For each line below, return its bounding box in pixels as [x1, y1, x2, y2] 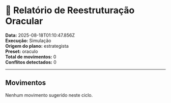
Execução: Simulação [5, 38, 51, 44]
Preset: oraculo [5, 48, 38, 54]
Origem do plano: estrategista [5, 43, 69, 49]
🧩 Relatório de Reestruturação [5, 5, 135, 16]
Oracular [5, 15, 43, 27]
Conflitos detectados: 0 [5, 59, 57, 65]
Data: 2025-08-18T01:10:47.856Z [5, 32, 75, 38]
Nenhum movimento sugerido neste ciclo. [5, 92, 93, 98]
